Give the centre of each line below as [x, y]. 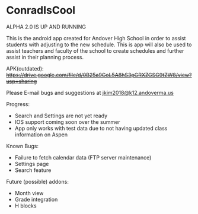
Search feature [33, 170]
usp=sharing [22, 81]
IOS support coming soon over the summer [67, 122]
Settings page [32, 164]
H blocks [25, 206]
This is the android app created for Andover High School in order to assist [96, 38]
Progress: [18, 104]
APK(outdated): [25, 68]
